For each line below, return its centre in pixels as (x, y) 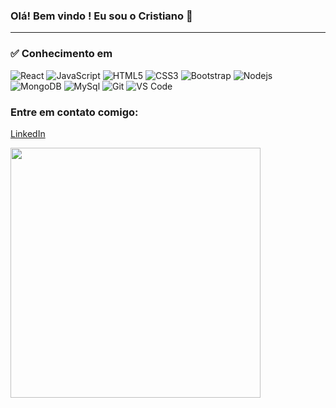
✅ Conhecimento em (61, 54)
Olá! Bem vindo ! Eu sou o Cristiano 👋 (101, 16)
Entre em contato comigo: (74, 112)
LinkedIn (28, 133)
